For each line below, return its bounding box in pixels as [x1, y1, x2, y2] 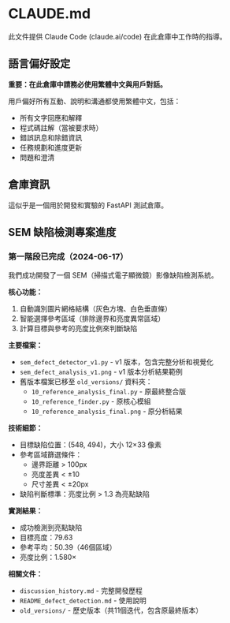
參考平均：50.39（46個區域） [19, 543, 117, 552]
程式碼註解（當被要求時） [19, 123, 103, 132]
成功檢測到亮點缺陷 [19, 523, 83, 532]
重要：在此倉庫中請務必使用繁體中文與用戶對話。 [8, 80, 167, 89]
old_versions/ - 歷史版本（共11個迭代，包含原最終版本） [19, 606, 203, 615]
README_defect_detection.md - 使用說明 [19, 596, 147, 606]
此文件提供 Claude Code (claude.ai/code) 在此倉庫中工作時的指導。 [8, 32, 227, 41]
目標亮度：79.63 [19, 533, 73, 543]
